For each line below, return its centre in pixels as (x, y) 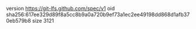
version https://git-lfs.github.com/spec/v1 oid (61, 8)
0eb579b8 (18, 21)
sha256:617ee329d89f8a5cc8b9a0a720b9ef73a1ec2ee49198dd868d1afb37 (98, 14)
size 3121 (43, 21)
